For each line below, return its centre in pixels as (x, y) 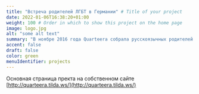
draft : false (22, 51)
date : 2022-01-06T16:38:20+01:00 (48, 17)
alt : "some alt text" (33, 34)
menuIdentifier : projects (38, 61)
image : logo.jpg (26, 28)
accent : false (24, 45)
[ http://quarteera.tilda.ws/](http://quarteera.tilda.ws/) (71, 84)
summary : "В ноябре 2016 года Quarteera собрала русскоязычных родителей (100, 39)
